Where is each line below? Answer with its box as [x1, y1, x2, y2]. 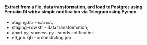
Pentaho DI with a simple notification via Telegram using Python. [4, 9, 138, 14]
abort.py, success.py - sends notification [11, 30, 94, 35]
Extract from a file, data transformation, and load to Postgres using [4, 4, 143, 10]
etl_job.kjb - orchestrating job [11, 35, 72, 41]
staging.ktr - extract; [11, 20, 53, 25]
